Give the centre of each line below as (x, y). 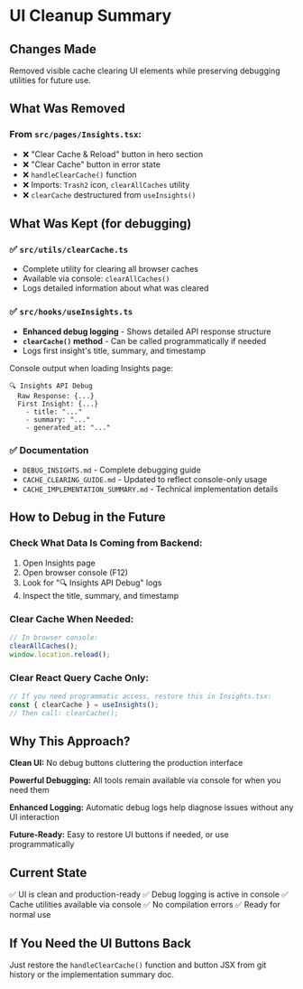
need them (29, 790)
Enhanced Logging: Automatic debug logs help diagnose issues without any (151, 807)
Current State (48, 872)
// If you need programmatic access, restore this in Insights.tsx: (141, 696)
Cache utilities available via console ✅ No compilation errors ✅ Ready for (145, 905)
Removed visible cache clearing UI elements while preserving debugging (145, 70)
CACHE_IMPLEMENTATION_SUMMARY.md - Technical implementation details (150, 489)
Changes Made (53, 49)
